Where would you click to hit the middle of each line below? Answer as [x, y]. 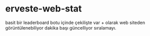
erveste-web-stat [44, 9]
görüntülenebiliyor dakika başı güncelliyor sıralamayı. [61, 27]
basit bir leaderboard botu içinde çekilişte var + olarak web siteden [75, 22]
